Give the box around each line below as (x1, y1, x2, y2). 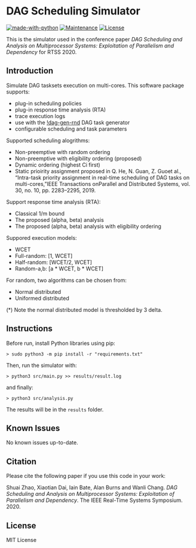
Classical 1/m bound (14, 210, 65, 217)
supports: (6, 88, 30, 95)
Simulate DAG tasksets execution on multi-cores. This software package (6, 82, 184, 89)
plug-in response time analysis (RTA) (14, 106, 106, 113)
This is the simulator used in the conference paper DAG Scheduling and (6, 35, 183, 43)
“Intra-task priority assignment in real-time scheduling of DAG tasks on (14, 174, 190, 181)
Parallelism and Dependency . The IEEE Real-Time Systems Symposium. (6, 496, 183, 504)
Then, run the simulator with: (6, 362, 77, 369)
